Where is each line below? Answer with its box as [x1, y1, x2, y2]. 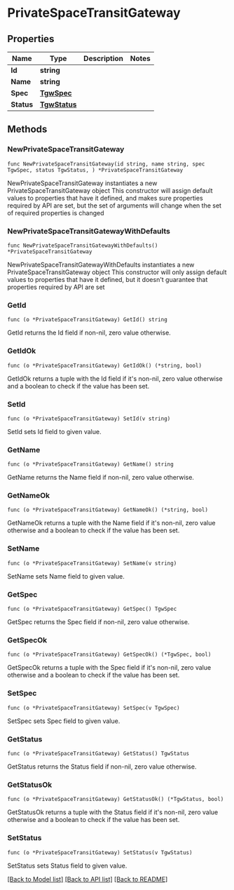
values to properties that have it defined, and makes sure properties [7, 194, 203, 202]
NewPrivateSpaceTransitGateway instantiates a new [7, 179, 158, 187]
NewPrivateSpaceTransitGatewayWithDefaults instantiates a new [7, 260, 195, 269]
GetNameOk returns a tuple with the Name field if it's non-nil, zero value [7, 519, 216, 527]
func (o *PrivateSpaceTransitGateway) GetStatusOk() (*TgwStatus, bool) [7, 796, 224, 803]
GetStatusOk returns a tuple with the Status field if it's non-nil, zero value [7, 808, 219, 816]
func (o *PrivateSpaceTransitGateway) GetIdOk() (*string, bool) [7, 362, 202, 369]
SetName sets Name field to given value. [7, 572, 125, 580]
